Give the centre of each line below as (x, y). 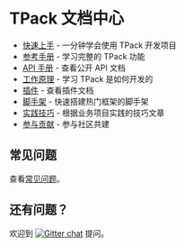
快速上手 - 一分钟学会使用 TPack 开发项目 (99, 45)
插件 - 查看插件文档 (58, 90)
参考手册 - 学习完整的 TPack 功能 (84, 56)
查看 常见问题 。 (37, 178)
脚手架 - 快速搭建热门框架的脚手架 (86, 101)
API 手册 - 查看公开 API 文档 (74, 68)
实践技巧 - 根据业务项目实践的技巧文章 (93, 113)
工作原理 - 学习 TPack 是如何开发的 (88, 78)
